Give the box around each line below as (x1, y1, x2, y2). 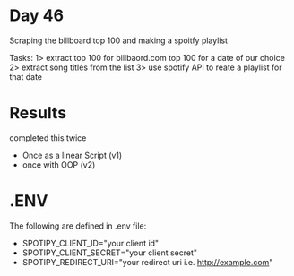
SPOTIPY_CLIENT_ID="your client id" (22, 237, 160, 248)
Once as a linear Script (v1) (22, 150, 123, 160)
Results (9, 103, 67, 124)
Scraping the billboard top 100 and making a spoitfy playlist (9, 35, 229, 46)
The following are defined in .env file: (9, 220, 147, 231)
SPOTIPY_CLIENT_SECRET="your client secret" (22, 247, 198, 258)
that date (9, 71, 43, 82)
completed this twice (9, 132, 87, 143)
